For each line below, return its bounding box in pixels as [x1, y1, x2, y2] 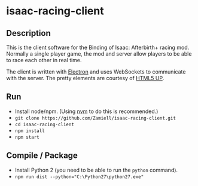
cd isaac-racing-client [14, 121, 75, 127]
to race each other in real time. [6, 57, 82, 63]
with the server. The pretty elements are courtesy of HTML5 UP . [6, 75, 165, 81]
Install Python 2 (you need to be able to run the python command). [14, 166, 178, 173]
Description [6, 28, 51, 38]
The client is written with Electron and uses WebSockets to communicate [6, 68, 186, 75]
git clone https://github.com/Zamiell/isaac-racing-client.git [14, 115, 176, 121]
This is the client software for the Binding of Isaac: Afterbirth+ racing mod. [6, 44, 190, 51]
